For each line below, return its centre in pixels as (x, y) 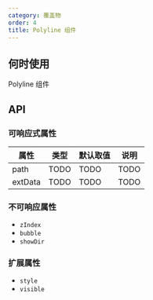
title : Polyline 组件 (42, 30)
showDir (32, 242)
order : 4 (22, 23)
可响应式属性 (33, 133)
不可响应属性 (33, 207)
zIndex (30, 225)
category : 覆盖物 (35, 15)
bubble (30, 234)
